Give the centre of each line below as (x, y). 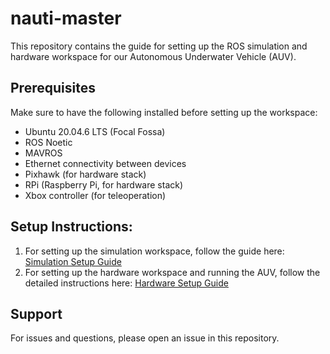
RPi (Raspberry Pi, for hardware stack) (104, 184)
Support (36, 313)
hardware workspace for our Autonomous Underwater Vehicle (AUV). (153, 56)
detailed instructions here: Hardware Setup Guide (126, 283)
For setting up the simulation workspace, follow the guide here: (154, 251)
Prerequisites (53, 88)
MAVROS (43, 153)
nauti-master (66, 18)
